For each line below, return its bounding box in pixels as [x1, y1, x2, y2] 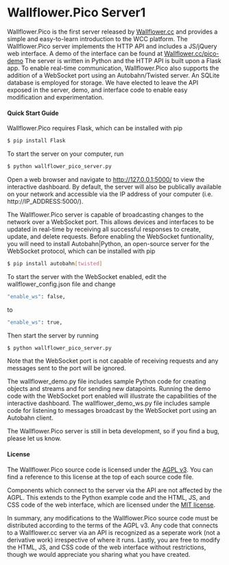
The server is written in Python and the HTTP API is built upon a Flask [25, 56, 221, 64]
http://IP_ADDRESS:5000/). [7, 197, 84, 205]
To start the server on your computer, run [7, 149, 124, 158]
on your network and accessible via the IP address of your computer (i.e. [7, 190, 213, 198]
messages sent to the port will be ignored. [7, 364, 126, 372]
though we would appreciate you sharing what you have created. [7, 550, 191, 558]
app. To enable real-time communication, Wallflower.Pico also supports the [7, 64, 219, 72]
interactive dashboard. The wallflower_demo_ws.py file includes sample [7, 399, 210, 407]
